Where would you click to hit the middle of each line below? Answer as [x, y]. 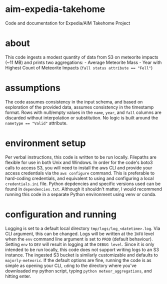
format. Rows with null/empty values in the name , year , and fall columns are [83, 112]
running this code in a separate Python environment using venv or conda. [81, 194]
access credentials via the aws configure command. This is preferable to [80, 173]
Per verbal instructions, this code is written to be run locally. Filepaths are [81, 157]
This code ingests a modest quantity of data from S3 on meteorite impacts [82, 57]
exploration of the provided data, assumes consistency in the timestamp [79, 107]
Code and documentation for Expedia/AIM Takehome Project [68, 23]
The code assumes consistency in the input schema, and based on [74, 101]
